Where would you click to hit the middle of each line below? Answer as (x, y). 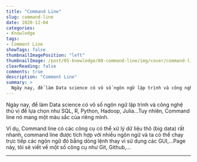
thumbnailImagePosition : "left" (45, 55)
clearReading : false (31, 66)
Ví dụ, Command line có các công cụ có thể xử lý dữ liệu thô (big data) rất (95, 128)
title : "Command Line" (34, 11)
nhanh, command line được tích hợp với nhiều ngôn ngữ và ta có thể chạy (95, 134)
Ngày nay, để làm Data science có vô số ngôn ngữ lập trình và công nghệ (95, 104)
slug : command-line (30, 17)
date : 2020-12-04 (27, 22)
